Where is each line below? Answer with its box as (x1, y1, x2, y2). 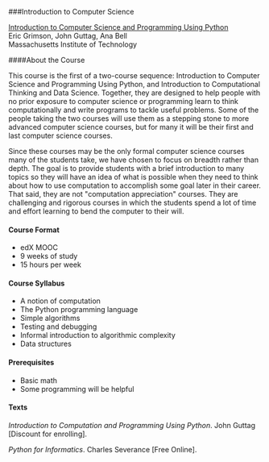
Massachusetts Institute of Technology (8, 40, 138, 49)
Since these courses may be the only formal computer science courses (8, 147, 245, 156)
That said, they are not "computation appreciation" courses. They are (8, 189, 238, 198)
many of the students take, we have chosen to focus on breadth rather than (8, 155, 259, 164)
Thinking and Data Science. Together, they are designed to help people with (8, 88, 260, 98)
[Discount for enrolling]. (8, 429, 87, 439)
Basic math (19, 375, 58, 385)
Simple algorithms (19, 314, 81, 323)
